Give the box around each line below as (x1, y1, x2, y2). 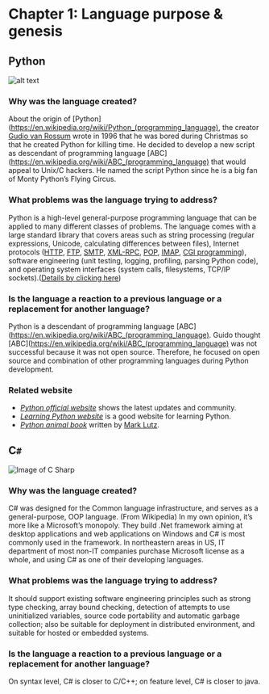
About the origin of (8, 114, 71, 124)
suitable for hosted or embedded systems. (8, 628, 149, 637)
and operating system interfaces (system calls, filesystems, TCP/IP (8, 264, 231, 274)
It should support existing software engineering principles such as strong (8, 593, 251, 603)
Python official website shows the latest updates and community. (19, 403, 237, 413)
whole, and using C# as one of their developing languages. (8, 555, 204, 565)
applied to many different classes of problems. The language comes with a (8, 221, 256, 231)
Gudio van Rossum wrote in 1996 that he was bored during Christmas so (8, 131, 248, 141)
